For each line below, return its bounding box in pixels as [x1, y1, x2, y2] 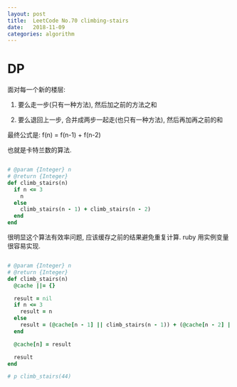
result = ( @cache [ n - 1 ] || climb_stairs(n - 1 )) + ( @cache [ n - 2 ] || [20, 322, 234, 329]
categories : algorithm [7, 30, 75, 38]
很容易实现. [7, 242, 41, 250]
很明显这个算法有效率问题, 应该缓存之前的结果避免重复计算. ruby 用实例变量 [7, 233, 229, 242]
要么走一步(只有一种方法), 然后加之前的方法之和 [17, 100, 157, 109]
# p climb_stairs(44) [7, 373, 72, 381]
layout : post [7, 10, 46, 18]
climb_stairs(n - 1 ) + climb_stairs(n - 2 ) [20, 206, 152, 213]
